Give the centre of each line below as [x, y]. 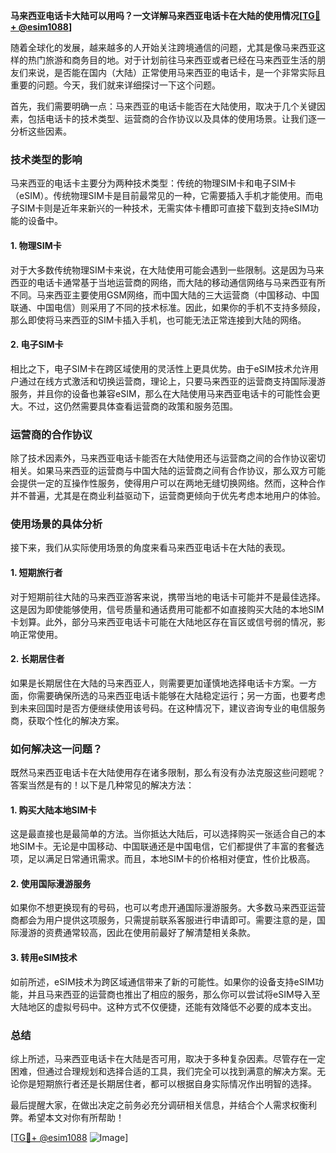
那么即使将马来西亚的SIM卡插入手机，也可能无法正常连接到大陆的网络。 [158, 320]
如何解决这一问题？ [56, 749]
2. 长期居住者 [37, 659]
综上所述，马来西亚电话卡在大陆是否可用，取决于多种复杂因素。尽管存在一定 [168, 1058]
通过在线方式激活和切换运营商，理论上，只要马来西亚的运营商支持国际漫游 [172, 381]
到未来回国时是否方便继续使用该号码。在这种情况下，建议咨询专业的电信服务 [168, 708]
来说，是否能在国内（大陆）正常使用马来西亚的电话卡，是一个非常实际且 [176, 72]
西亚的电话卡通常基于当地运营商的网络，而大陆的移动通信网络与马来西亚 [159, 282]
